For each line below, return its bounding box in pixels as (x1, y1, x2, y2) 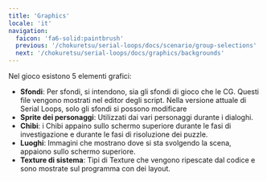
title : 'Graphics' (8, 11, 70, 20)
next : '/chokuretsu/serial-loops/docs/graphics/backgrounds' (15, 49, 225, 57)
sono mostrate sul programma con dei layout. (19, 164, 171, 173)
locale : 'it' (8, 19, 52, 27)
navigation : (8, 27, 48, 35)
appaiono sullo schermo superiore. (19, 146, 136, 156)
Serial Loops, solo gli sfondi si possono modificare (19, 104, 187, 113)
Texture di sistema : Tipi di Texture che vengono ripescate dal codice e (19, 155, 256, 165)
